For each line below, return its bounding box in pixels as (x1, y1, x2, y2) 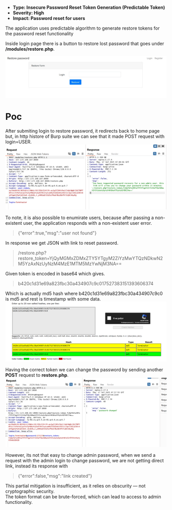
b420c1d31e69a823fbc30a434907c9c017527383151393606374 (17, 280, 154, 286)
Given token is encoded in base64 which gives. (5, 270, 105, 277)
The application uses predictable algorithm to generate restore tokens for (5, 25, 160, 31)
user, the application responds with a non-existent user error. (23, 220, 152, 226)
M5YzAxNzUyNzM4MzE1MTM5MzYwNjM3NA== (17, 261, 122, 267)
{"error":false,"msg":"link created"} (17, 473, 93, 479)
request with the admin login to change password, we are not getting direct (5, 457, 164, 463)
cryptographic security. (5, 488, 55, 494)
